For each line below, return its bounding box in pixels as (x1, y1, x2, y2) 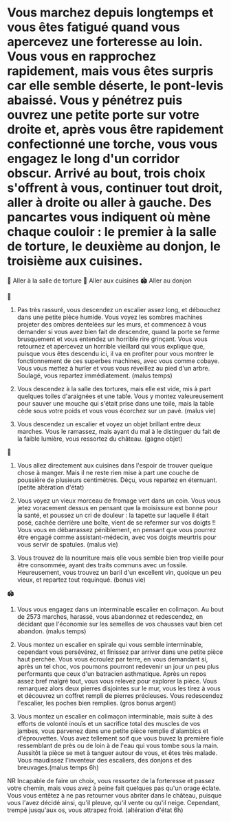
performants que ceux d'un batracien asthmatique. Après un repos (16, 669, 207, 678)
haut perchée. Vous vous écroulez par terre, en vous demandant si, (16, 655, 208, 663)
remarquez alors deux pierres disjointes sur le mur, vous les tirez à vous (16, 684, 221, 692)
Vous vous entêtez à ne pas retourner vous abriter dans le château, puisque (7, 791, 222, 799)
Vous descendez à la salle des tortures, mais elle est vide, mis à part (16, 384, 211, 393)
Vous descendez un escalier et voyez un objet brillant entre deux (16, 419, 201, 428)
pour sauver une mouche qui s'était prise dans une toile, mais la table (16, 399, 214, 407)
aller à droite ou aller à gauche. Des (7, 195, 212, 210)
